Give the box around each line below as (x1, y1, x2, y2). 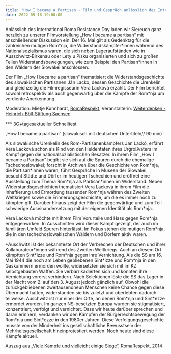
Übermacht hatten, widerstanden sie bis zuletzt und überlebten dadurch (5, 289, 157, 296)
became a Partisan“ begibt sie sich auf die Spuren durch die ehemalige (5, 156, 154, 163)
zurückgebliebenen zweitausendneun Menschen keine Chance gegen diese (5, 284, 164, 290)
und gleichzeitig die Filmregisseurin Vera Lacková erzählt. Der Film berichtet (5, 84, 165, 91)
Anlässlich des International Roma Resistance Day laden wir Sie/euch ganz (5, 26, 162, 32)
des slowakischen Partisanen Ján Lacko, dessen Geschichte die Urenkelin (5, 79, 161, 85)
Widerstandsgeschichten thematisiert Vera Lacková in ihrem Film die (5, 184, 149, 190)
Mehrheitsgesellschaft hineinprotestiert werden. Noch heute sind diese (5, 328, 154, 334)
